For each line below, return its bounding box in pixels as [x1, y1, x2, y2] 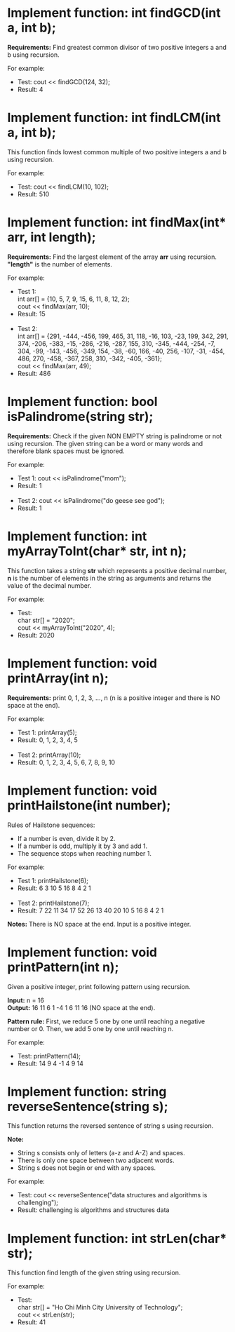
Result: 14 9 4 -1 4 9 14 [17, 1059, 84, 1068]
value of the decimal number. [7, 581, 92, 590]
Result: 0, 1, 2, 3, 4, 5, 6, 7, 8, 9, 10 [17, 758, 116, 766]
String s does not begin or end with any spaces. [17, 1164, 156, 1172]
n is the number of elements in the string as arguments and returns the [7, 574, 212, 582]
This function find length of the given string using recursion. [7, 1268, 181, 1277]
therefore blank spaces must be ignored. [7, 447, 125, 455]
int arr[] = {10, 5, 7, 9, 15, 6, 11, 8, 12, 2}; [17, 295, 130, 303]
